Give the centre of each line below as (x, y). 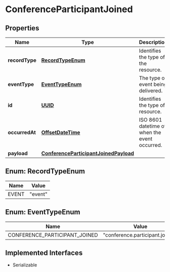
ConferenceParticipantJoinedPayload (88, 153)
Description (153, 42)
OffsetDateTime (61, 132)
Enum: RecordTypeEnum (45, 171)
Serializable (25, 265)
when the (150, 132)
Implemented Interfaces (44, 253)
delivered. (151, 91)
